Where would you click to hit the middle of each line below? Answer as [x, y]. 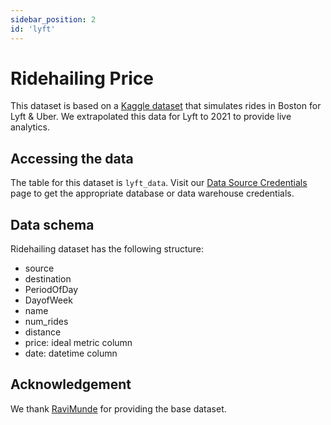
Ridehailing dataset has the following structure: [107, 249]
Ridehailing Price [82, 78]
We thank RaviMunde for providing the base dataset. [118, 408]
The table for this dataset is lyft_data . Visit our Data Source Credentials [159, 183]
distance [43, 332]
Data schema [52, 224]
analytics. [30, 127]
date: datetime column [71, 353]
